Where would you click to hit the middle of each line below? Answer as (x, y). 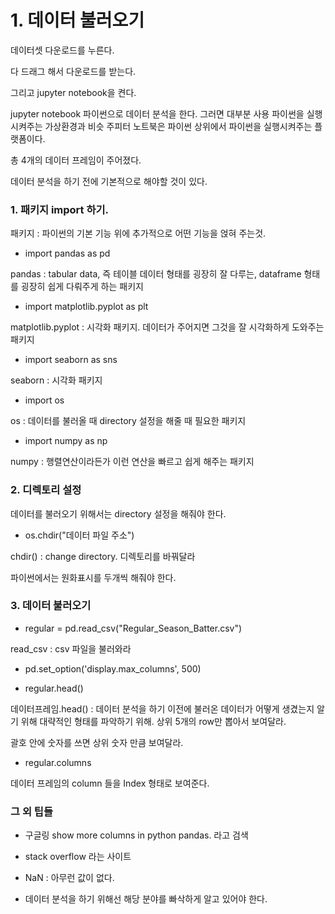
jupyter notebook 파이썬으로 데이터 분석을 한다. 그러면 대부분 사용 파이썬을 (157, 113)
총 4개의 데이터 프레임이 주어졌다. (76, 160)
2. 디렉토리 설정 (46, 490)
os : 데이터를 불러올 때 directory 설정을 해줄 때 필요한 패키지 (128, 421)
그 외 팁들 (31, 811)
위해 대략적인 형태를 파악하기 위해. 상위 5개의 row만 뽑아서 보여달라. (153, 721)
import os (44, 400)
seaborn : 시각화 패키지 (56, 380)
